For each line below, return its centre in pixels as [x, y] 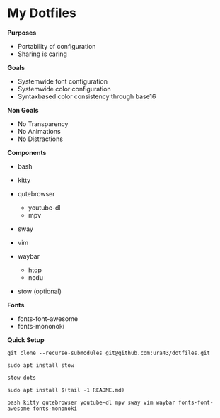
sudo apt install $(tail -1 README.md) [66, 390]
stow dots [22, 378]
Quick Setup [26, 340]
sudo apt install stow [41, 365]
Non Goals [23, 110]
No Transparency [43, 124]
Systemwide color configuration [64, 89]
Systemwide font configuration [63, 81]
